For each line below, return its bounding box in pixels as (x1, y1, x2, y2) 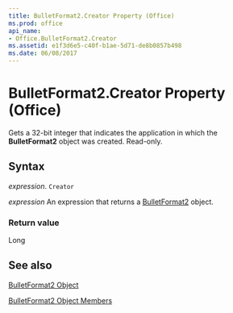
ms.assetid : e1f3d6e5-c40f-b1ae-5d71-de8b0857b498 (8, 42, 182, 50)
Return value (8, 217, 60, 228)
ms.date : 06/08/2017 (8, 49, 78, 57)
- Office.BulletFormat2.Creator (8, 34, 117, 43)
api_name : (8, 27, 42, 35)
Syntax (8, 160, 45, 173)
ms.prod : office (8, 19, 63, 27)
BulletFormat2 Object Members (8, 295, 113, 305)
